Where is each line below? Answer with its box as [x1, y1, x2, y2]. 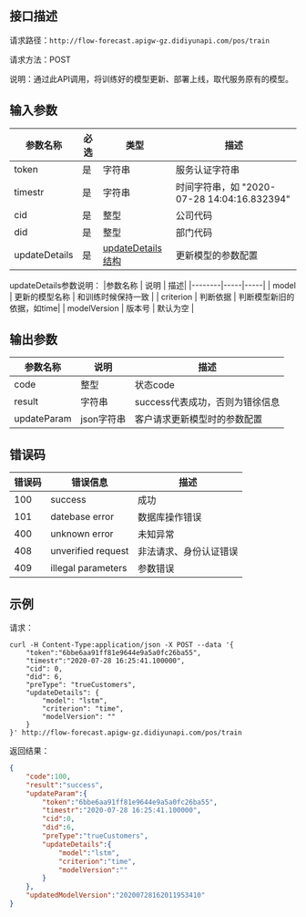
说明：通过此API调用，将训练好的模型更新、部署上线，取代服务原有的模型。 [9, 73, 294, 84]
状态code [135, 379, 175, 391]
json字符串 [80, 413, 127, 426]
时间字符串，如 [175, 181, 240, 193]
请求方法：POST [9, 54, 71, 65]
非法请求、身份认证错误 [138, 546, 239, 558]
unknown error [50, 527, 114, 540]
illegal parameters [50, 562, 127, 575]
